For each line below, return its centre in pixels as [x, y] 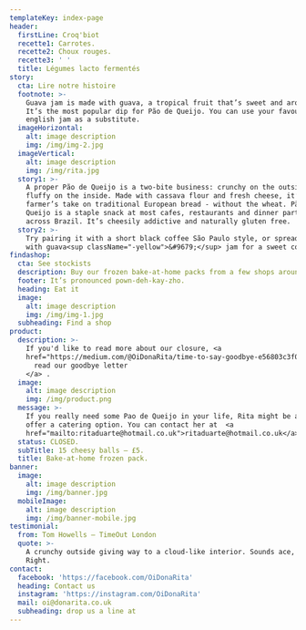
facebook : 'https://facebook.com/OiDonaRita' [106, 577]
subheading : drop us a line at [77, 612]
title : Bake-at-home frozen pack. [83, 459]
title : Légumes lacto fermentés [79, 69]
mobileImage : [42, 501]
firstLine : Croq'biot [59, 35]
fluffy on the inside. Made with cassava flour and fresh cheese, [154, 196]
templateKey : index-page [56, 18]
